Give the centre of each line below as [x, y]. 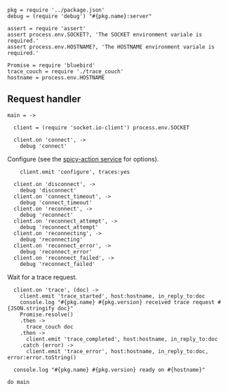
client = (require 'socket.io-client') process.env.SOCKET [102, 127]
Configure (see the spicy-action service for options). [83, 159]
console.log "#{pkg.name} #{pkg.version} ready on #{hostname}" [109, 370]
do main [19, 382]
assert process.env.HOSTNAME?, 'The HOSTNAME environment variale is [111, 47]
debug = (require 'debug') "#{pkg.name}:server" [80, 16]
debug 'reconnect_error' [56, 252]
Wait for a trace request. [42, 277]
